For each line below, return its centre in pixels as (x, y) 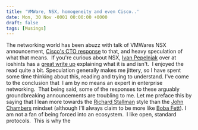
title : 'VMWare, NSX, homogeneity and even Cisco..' (73, 12)
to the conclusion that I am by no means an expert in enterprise (84, 83)
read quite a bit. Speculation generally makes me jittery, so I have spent (94, 70)
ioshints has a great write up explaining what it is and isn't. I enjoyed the (95, 64)
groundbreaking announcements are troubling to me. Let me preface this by (99, 96)
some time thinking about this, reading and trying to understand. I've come (98, 77)
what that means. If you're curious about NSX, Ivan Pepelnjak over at (91, 58)
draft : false (22, 23)
